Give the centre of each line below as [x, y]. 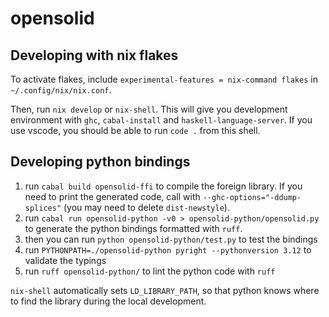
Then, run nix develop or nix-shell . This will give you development [149, 109]
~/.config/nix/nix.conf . [61, 90]
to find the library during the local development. [108, 301]
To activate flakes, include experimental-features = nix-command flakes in [164, 79]
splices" [43, 208]
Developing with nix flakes [94, 55]
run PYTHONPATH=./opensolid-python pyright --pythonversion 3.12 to [168, 249]
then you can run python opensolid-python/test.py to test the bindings [171, 239]
